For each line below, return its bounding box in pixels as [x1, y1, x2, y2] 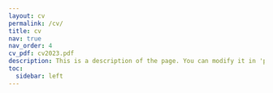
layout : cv [8, 11, 45, 20]
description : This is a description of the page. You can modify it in [8, 57, 256, 66]
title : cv [8, 27, 42, 35]
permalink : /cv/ [8, 19, 63, 27]
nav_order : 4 [8, 42, 53, 50]
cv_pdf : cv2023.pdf [8, 49, 75, 57]
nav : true [8, 34, 42, 43]
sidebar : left [15, 72, 63, 80]
